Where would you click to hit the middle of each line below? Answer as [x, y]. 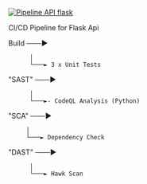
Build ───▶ [28, 43]
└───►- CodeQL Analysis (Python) [85, 101]
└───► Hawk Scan [56, 174]
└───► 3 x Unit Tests [65, 65]
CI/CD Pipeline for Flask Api [54, 27]
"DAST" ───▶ [33, 152]
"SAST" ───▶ [33, 79]
